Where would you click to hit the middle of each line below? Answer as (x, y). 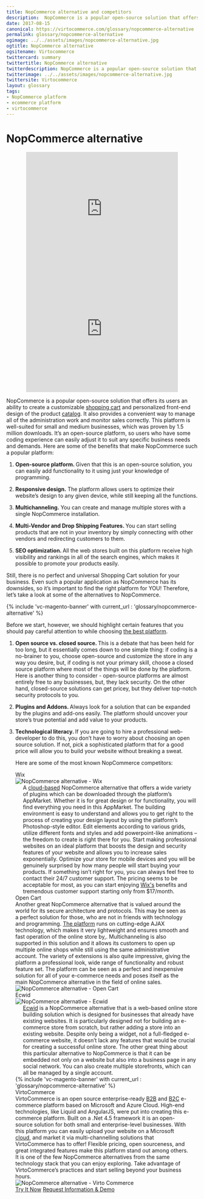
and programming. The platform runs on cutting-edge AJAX (90, 924)
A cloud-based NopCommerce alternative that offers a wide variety (107, 788)
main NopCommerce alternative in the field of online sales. (88, 982)
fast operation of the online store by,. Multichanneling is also (91, 937)
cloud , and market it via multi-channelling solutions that (84, 1137)
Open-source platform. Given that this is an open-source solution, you (104, 465)
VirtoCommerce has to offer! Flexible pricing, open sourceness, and (100, 1144)
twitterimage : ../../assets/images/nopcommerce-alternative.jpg (89, 74)
